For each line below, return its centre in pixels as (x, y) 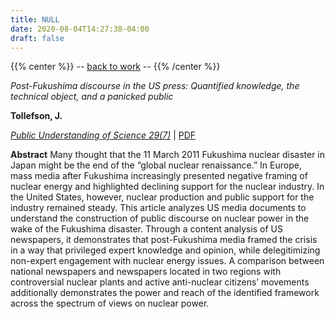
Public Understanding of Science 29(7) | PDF (103, 135)
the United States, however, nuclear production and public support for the (162, 197)
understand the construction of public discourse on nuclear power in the (160, 218)
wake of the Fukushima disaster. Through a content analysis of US (147, 229)
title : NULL (35, 19)
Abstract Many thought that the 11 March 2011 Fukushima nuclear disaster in (167, 155)
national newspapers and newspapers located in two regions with (146, 272)
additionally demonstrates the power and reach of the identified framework (165, 293)
